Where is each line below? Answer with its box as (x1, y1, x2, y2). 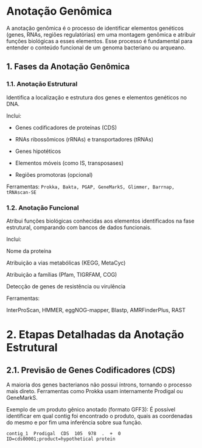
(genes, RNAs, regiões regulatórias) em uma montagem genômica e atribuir (6, 30, 196, 38)
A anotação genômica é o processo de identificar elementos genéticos (6, 24, 184, 32)
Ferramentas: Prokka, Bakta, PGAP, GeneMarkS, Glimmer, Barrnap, (6, 183, 175, 190)
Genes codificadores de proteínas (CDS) (15, 124, 117, 131)
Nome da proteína (6, 247, 52, 254)
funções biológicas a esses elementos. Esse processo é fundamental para (6, 37, 193, 44)
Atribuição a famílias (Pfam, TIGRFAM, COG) (6, 271, 117, 278)
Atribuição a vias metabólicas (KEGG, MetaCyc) (6, 259, 126, 266)
